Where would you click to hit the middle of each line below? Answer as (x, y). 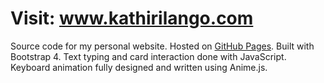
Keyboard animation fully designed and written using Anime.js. (139, 67)
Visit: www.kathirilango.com (132, 18)
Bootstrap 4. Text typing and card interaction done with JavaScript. (148, 56)
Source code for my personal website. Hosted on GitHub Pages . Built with (162, 46)
